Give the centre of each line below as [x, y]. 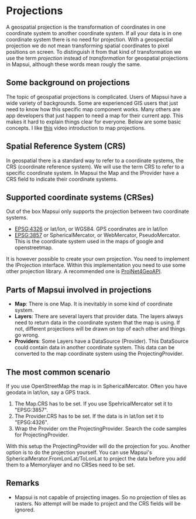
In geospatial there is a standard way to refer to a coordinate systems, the [95, 160]
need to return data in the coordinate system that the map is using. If [97, 322]
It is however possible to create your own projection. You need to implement [98, 259]
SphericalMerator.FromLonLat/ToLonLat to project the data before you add [96, 458]
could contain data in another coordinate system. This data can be [94, 348]
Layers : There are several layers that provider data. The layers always [99, 317]
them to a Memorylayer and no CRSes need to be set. [71, 465]
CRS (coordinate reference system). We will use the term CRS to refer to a [95, 166]
